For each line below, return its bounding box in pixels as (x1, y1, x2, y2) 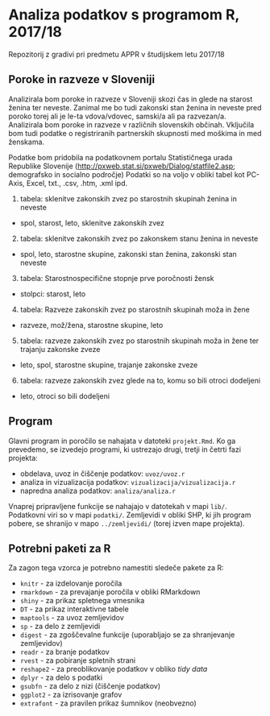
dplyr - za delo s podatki (19, 673, 103, 682)
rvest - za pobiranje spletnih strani (19, 656, 135, 665)
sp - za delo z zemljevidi (19, 622, 101, 631)
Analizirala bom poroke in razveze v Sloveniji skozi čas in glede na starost (8, 94, 253, 104)
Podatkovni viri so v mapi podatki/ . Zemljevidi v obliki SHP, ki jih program (8, 510, 251, 519)
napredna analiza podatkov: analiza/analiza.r (19, 486, 176, 495)
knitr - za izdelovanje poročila (19, 578, 123, 589)
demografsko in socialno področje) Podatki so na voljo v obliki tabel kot (8, 169, 245, 179)
